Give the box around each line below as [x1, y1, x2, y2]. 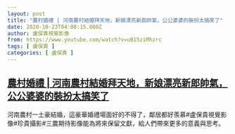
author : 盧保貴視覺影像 [7, 29, 70, 37]
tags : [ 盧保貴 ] [7, 43, 55, 50]
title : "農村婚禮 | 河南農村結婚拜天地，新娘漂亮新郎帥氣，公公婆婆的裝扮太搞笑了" [7, 17, 224, 24]
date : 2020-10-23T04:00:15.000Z [7, 23, 102, 30]
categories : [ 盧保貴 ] [7, 50, 74, 57]
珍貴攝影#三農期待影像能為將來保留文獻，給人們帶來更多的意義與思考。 [17, 119, 225, 127]
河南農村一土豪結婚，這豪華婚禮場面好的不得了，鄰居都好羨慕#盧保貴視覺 [7, 110, 221, 119]
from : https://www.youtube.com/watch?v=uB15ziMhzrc [7, 36, 162, 43]
